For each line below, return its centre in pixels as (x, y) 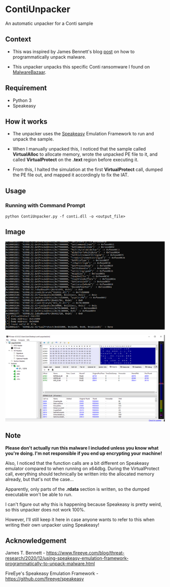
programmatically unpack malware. (49, 57)
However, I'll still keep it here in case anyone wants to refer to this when (80, 519)
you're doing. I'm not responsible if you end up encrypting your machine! (84, 453)
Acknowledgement (36, 541)
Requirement (26, 88)
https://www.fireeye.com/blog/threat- (86, 553)
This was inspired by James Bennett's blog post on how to (74, 51)
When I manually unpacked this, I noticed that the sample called (79, 149)
